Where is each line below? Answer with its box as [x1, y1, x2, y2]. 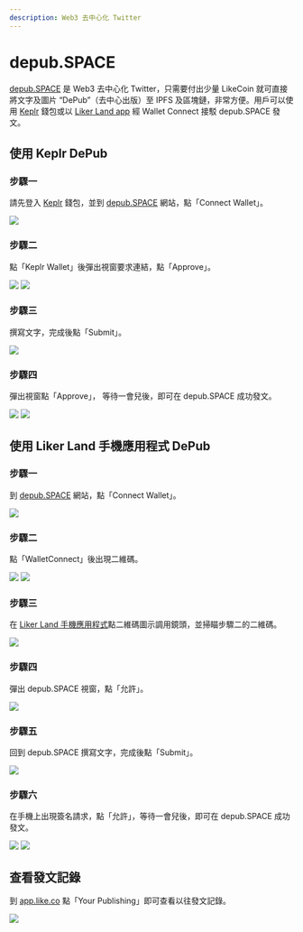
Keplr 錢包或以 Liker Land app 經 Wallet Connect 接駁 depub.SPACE [19, 106, 271, 116]
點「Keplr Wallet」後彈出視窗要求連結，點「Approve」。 [9, 261, 216, 272]
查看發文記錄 [9, 870, 81, 885]
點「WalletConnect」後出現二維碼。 [9, 554, 143, 565]
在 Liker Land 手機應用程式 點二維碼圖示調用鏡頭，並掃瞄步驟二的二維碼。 [9, 619, 282, 630]
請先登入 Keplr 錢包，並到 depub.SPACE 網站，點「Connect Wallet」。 [9, 198, 269, 208]
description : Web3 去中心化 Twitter [9, 13, 142, 23]
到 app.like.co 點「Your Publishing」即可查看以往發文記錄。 [9, 895, 232, 907]
